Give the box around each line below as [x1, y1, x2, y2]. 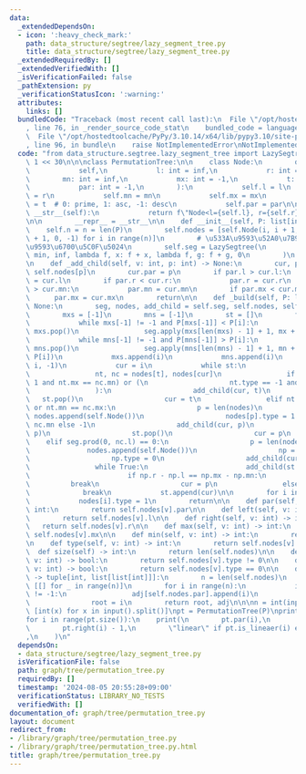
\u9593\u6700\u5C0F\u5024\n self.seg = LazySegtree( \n [25, 243, 267, 252]
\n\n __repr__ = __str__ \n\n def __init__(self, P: [25, 216, 267, 226]
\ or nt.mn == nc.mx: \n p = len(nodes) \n [25, 403, 262, 413]
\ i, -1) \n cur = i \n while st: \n [25, 361, 247, 370]
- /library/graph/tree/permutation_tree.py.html [9, 742, 198, 752]
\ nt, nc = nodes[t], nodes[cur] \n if [25, 369, 296, 378]
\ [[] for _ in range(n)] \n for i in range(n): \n [25, 581, 247, 591]
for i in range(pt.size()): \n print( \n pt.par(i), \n [25, 615, 271, 624]
